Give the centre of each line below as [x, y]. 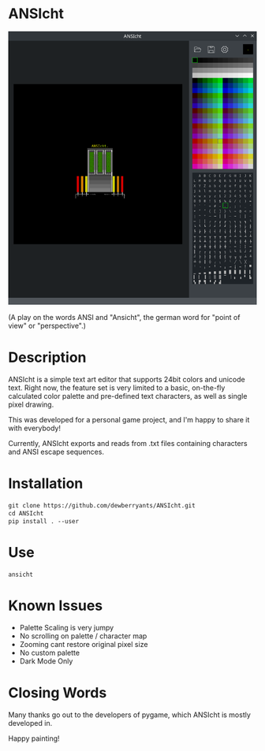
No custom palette [50, 652]
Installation [46, 483]
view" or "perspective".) [47, 325]
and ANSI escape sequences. [56, 452]
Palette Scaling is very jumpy [67, 627]
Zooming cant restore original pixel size [84, 644]
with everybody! [35, 428]
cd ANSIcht [26, 513]
